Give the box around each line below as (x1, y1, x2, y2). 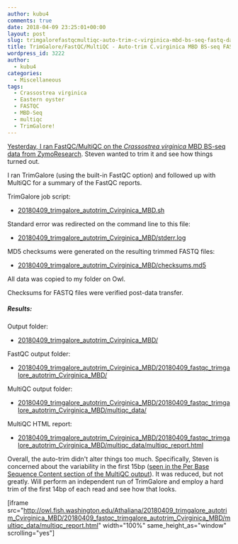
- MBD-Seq (13, 109, 42, 116)
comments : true (7, 17, 52, 24)
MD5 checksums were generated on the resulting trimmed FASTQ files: (7, 247, 215, 255)
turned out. (7, 157, 40, 165)
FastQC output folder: (7, 350, 71, 358)
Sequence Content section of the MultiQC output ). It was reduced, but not (7, 470, 224, 479)
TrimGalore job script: (7, 192, 71, 201)
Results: (7, 304, 33, 313)
